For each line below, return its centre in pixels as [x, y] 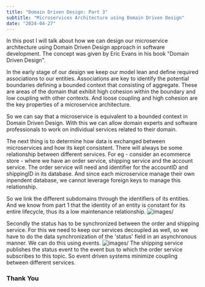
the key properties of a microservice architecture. [69, 105]
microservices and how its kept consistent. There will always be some [94, 148]
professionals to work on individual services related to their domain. [92, 130]
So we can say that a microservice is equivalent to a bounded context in [97, 116]
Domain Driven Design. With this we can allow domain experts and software [102, 123]
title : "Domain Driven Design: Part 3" [57, 12]
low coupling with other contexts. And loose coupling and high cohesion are [102, 98]
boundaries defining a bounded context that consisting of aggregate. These [102, 85]
